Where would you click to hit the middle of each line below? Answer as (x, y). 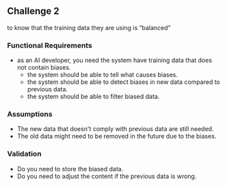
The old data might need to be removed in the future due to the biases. (117, 136)
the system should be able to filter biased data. (93, 97)
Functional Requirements (50, 45)
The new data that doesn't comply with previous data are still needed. (115, 129)
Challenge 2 (33, 11)
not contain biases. (44, 68)
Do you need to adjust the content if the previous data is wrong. (107, 176)
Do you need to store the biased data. (70, 169)
